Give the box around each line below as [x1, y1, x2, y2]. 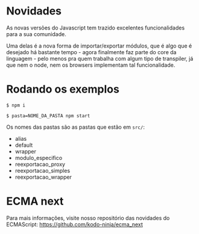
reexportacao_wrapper [14, 173, 72, 180]
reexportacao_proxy [14, 161, 65, 168]
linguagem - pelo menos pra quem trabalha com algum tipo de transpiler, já [6, 55, 194, 62]
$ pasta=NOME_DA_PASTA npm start [6, 112, 90, 119]
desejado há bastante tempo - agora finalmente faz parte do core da [6, 48, 177, 55]
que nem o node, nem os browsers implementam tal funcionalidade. [6, 61, 175, 69]
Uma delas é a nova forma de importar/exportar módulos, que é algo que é [6, 42, 192, 49]
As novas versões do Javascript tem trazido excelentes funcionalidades [6, 24, 185, 31]
